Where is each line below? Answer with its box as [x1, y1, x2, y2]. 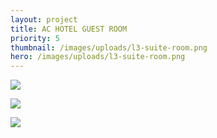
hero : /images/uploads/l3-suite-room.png [10, 52, 186, 62]
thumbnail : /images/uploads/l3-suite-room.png [10, 42, 208, 53]
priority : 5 [10, 33, 60, 43]
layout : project [10, 14, 78, 25]
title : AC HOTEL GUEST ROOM [10, 24, 128, 34]
